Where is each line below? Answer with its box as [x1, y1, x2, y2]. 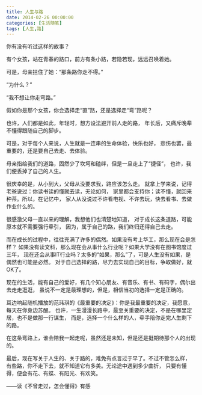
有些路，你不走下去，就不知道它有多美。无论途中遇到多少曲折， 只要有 [6, 362, 182, 370]
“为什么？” [6, 81, 32, 88]
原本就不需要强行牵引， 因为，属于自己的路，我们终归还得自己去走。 [6, 223, 176, 230]
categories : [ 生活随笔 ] [6, 20, 62, 26]
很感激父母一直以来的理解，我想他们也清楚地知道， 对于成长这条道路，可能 [6, 216, 192, 223]
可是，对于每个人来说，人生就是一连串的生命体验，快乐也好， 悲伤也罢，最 [6, 139, 192, 147]
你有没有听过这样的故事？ [6, 43, 70, 50]
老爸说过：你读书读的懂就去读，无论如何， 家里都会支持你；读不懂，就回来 [6, 188, 192, 195]
